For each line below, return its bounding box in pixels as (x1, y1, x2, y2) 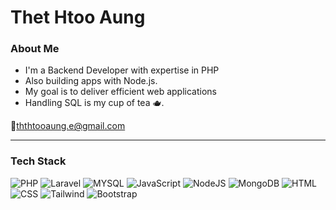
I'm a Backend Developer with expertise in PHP (24, 64, 220, 76)
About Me (10, 42, 60, 56)
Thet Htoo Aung (10, 6, 146, 29)
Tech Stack (10, 154, 67, 168)
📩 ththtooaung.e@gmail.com (10, 120, 126, 132)
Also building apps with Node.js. (24, 75, 158, 87)
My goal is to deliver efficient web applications (24, 86, 217, 98)
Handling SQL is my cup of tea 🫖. (24, 97, 165, 109)
